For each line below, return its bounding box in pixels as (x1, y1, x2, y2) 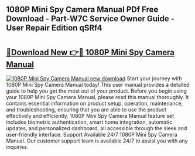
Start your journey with (126, 75, 182, 82)
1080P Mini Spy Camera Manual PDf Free (6, 5, 159, 15)
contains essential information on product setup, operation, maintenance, (6, 100, 183, 107)
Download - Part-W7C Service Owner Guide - (6, 14, 175, 24)
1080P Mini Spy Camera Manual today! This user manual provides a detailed (6, 82, 190, 88)
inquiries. (6, 144, 29, 150)
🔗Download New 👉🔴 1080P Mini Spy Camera (6, 47, 175, 57)
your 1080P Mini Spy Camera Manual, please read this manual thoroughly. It (6, 94, 189, 100)
